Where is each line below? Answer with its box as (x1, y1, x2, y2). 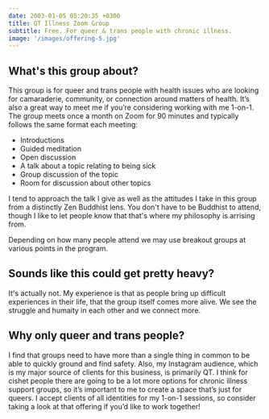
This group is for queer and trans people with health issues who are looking (8, 85, 259, 95)
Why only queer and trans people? (8, 329, 185, 342)
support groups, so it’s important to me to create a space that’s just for (8, 384, 242, 394)
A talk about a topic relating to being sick (19, 161, 156, 171)
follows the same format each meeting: (8, 120, 139, 130)
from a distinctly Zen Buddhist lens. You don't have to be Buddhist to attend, (8, 202, 262, 212)
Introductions (19, 135, 64, 145)
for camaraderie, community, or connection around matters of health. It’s (8, 94, 250, 104)
